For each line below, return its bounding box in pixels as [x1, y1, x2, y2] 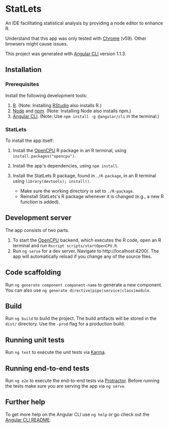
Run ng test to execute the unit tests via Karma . [5, 349, 106, 355]
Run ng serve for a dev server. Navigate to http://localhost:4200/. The [12, 248, 159, 254]
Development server [5, 213, 72, 222]
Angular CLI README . [5, 417, 51, 423]
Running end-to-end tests [5, 364, 90, 373]
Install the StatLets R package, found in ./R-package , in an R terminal [12, 172, 156, 179]
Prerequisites [5, 81, 39, 88]
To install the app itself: [5, 137, 54, 144]
